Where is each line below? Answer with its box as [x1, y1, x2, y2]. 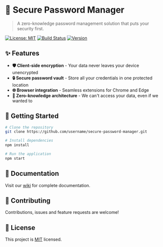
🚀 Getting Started [5, 112, 59, 120]
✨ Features [5, 49, 40, 57]
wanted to [12, 97, 33, 104]
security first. [17, 25, 44, 31]
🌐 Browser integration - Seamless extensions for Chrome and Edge [12, 87, 149, 93]
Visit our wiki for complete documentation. [5, 182, 90, 188]
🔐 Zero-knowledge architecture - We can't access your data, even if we [12, 93, 159, 98]
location [12, 82, 29, 88]
